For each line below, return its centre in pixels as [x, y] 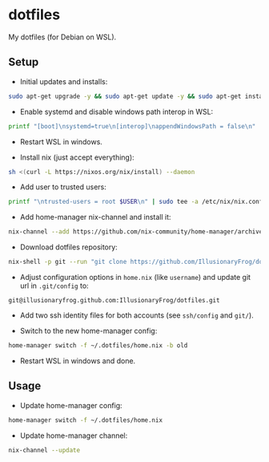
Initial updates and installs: [64, 81]
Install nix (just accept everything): [77, 157]
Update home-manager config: [71, 405]
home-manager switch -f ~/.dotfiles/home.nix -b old [98, 346]
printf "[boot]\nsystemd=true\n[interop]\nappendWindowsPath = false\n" [132, 126]
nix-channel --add [39, 232]
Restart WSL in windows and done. [78, 361]
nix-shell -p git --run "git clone [68, 262]
